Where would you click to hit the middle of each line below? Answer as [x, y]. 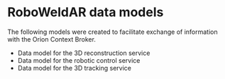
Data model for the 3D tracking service [74, 68]
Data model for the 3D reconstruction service [84, 53]
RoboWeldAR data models [86, 12]
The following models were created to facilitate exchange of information [112, 32]
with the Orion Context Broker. [51, 39]
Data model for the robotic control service [79, 60]
